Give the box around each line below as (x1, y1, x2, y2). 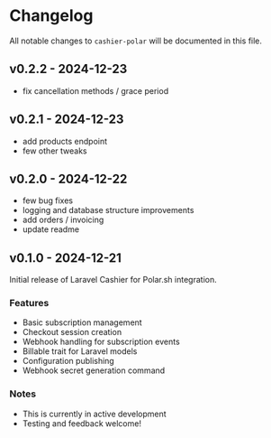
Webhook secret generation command (22, 365, 166, 376)
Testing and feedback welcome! (22, 417, 142, 429)
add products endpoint (22, 135, 108, 146)
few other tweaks (22, 145, 87, 156)
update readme (22, 224, 79, 235)
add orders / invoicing (22, 214, 104, 226)
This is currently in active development (22, 408, 167, 419)
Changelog (9, 5, 94, 26)
